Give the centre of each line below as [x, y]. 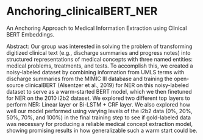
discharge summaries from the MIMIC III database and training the [89, 79]
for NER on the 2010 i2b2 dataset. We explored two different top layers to [98, 98]
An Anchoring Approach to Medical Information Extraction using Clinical [97, 28]
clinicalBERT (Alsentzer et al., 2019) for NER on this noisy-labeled [107, 85]
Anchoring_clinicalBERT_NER [82, 11]
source [15, 85]
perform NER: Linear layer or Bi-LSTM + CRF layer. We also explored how [98, 104]
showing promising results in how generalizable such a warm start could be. [102, 130]
